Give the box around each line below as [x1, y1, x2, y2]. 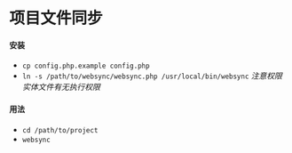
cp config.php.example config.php [21, 61, 150, 71]
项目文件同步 [9, 8, 104, 28]
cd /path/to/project [21, 125, 99, 134]
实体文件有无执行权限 [21, 82, 100, 93]
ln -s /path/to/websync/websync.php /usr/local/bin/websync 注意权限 [21, 70, 282, 81]
